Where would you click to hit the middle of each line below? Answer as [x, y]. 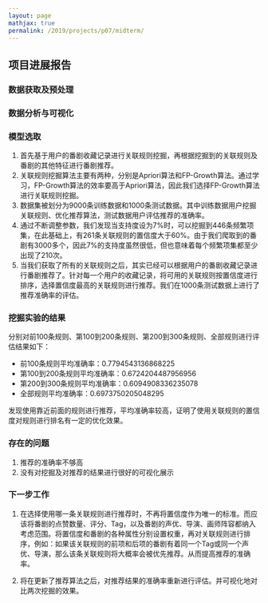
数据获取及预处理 [41, 89]
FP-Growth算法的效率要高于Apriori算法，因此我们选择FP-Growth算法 [147, 185]
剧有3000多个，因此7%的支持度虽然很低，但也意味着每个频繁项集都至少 [139, 245]
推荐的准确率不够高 [51, 462]
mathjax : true [32, 23]
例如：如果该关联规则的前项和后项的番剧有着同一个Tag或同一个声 [142, 543]
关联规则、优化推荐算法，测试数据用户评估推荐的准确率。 [114, 215]
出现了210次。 [43, 255]
